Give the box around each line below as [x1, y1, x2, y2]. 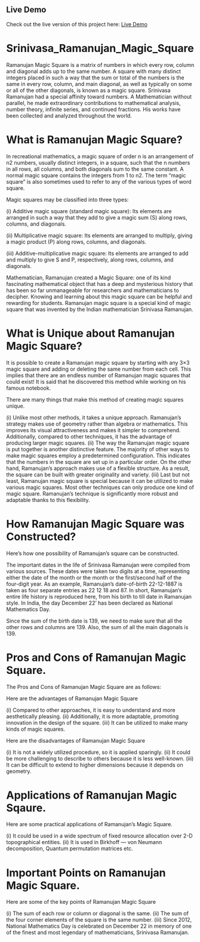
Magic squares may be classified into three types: [6, 196, 129, 203]
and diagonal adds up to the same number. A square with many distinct [6, 67, 181, 75]
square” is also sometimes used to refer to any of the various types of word [6, 178, 192, 185]
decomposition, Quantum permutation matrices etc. [6, 845, 133, 852]
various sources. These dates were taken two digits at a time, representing [6, 567, 190, 575]
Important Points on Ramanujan [6, 866, 166, 879]
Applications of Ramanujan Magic [6, 788, 177, 802]
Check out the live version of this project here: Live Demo [6, 20, 148, 27]
